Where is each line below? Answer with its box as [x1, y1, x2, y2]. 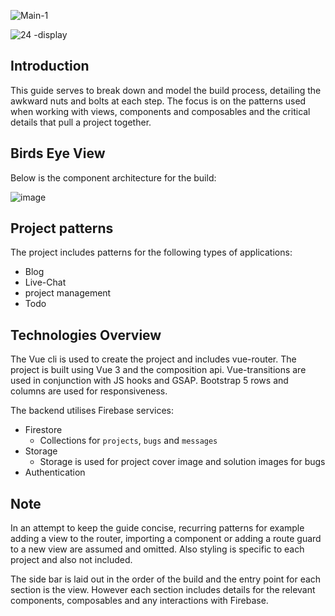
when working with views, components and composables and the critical [10, 105, 311, 117]
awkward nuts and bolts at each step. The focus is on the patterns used [10, 95, 307, 107]
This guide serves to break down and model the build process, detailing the [10, 84, 322, 96]
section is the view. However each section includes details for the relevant [10, 584, 316, 596]
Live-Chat [24, 276, 67, 289]
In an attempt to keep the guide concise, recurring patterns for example [10, 522, 305, 534]
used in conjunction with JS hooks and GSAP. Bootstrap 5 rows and [10, 375, 289, 387]
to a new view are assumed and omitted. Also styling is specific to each [10, 543, 305, 555]
